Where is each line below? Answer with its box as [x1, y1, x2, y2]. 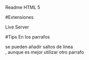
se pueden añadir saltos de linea [5, 44, 73, 50]
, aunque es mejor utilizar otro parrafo [5, 49, 84, 55]
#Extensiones [5, 14, 34, 20]
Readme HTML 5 [5, 5, 40, 10]
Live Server [5, 24, 29, 30]
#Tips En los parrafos [5, 34, 50, 40]
